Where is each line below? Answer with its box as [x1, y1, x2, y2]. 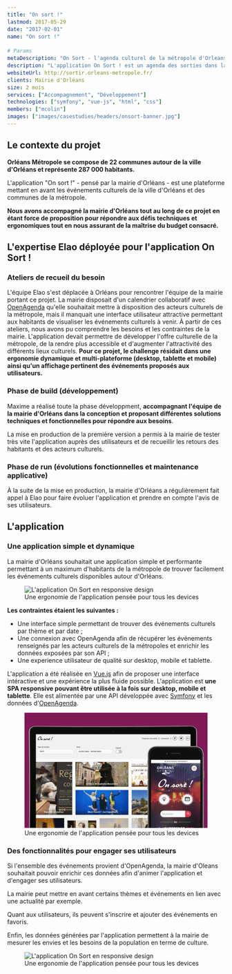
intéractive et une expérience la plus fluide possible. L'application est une [7, 676, 216, 685]
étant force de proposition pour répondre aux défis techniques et [7, 214, 197, 222]
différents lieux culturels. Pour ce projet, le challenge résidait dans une [7, 347, 211, 355]
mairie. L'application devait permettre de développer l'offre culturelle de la [7, 332, 218, 341]
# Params [7, 48, 32, 55]
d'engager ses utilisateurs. [7, 877, 83, 885]
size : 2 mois [7, 84, 45, 91]
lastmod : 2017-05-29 [7, 18, 67, 26]
